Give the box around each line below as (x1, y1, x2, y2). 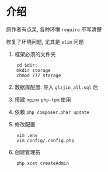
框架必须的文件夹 (14, 50, 56, 57)
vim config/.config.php (16, 137, 75, 143)
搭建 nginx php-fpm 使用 (14, 96, 71, 103)
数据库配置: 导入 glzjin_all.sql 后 (14, 83, 98, 91)
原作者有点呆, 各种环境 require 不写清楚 (6, 26, 102, 33)
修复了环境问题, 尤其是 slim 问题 (6, 38, 84, 45)
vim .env (16, 132, 38, 138)
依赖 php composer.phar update (14, 108, 89, 115)
